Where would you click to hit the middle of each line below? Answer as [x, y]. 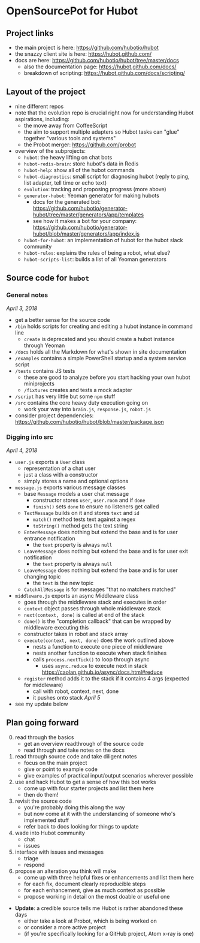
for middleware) [43, 685]
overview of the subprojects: [50, 150]
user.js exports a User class [50, 462]
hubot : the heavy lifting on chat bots [68, 157]
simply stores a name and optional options [76, 481]
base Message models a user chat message [76, 493]
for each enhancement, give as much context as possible [95, 890]
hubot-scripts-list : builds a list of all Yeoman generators [95, 259]
